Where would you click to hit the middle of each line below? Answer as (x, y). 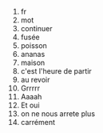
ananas (33, 54)
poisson (34, 46)
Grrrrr (30, 88)
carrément (38, 122)
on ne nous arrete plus (57, 114)
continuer (36, 28)
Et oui (30, 105)
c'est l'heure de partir (56, 71)
